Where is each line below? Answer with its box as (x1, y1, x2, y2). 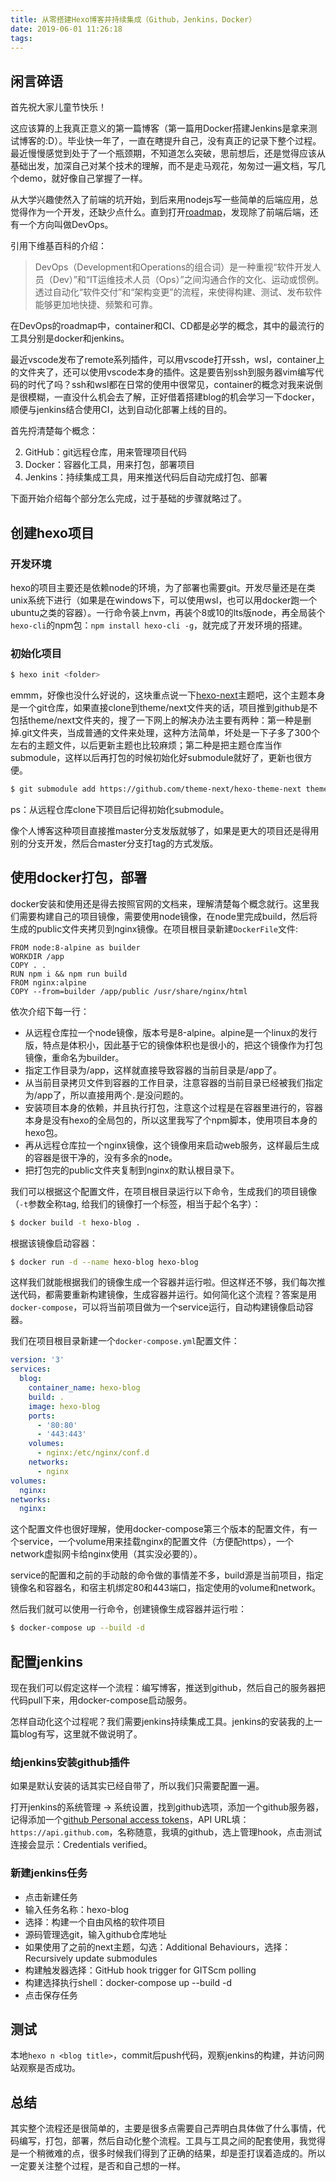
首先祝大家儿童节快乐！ (10, 101, 107, 113)
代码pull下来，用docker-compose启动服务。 (10, 1694, 193, 1706)
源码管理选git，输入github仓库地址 (24, 1928, 168, 1940)
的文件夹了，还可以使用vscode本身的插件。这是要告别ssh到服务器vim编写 (10, 366, 315, 378)
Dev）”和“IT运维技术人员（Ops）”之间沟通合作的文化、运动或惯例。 (52, 274, 325, 286)
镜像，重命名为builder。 (24, 1051, 125, 1063)
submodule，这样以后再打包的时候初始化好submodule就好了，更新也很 (10, 752, 304, 764)
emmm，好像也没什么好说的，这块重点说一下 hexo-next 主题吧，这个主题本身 (10, 689, 326, 701)
